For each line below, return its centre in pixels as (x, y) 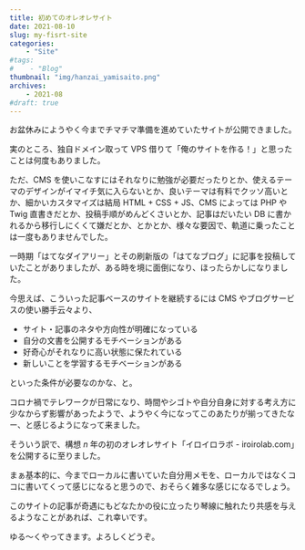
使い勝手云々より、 (61, 310)
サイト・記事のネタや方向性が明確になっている (110, 329)
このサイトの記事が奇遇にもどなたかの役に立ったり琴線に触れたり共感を (145, 506)
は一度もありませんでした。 (61, 237)
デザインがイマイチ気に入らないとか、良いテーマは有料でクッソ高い (152, 192)
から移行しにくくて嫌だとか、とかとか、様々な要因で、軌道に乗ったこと (160, 225)
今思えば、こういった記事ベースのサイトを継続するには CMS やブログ (140, 298)
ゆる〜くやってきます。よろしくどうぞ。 (85, 537)
